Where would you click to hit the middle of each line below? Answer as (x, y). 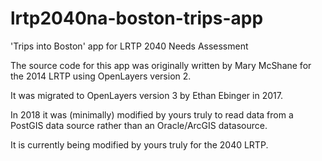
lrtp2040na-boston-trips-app (137, 18)
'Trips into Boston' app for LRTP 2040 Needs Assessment (129, 46)
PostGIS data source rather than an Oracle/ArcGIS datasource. (139, 125)
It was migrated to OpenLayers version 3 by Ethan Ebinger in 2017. (146, 95)
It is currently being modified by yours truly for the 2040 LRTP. (139, 144)
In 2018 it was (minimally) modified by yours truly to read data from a (152, 114)
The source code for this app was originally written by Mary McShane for (161, 65)
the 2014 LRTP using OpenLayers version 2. (101, 76)
